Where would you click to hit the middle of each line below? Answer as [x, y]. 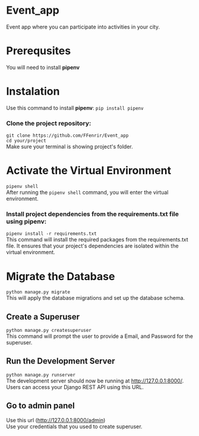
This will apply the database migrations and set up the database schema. [96, 298]
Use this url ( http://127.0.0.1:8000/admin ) [56, 420]
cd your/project [26, 141]
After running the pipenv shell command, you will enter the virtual [87, 192]
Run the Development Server [61, 361]
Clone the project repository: [49, 123]
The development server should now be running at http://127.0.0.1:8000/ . [95, 381]
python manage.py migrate [38, 292]
